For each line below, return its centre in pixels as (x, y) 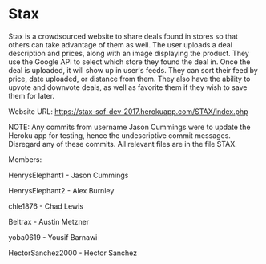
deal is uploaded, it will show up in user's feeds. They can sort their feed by (133, 70)
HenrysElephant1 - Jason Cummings (69, 175)
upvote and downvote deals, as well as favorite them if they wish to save (128, 87)
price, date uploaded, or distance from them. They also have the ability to (129, 79)
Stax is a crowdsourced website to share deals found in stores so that (123, 36)
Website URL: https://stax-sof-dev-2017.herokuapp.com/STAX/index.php (128, 111)
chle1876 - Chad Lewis (46, 206)
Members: (25, 159)
